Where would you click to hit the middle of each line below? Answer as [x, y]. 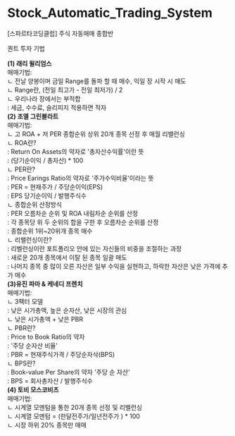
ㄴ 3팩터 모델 [25, 301]
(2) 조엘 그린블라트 [33, 116]
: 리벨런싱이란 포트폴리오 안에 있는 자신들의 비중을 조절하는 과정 [95, 248]
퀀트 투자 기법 [26, 48]
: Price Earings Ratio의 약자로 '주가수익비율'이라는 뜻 [81, 178]
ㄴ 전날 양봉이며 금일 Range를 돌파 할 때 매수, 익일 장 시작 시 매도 [97, 81]
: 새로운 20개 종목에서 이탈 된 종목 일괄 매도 [67, 257]
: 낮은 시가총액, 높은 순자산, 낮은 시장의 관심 [67, 310]
